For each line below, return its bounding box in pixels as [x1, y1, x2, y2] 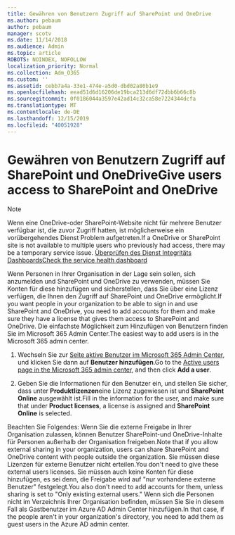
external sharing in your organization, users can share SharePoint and [7, 445, 209, 454]
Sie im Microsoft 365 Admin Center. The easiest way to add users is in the [7, 329, 220, 338]
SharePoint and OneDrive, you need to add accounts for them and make [7, 307, 215, 315]
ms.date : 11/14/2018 [7, 37, 68, 44]
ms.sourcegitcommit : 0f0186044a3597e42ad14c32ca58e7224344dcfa [7, 96, 196, 103]
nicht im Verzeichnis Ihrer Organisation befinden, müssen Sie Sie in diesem [7, 498, 224, 506]
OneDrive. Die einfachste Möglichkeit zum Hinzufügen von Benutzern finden [7, 322, 228, 331]
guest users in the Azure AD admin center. [7, 520, 130, 529]
